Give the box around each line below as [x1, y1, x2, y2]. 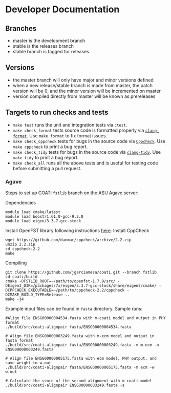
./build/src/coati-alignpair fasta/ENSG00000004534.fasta [5, 324, 132, 329]
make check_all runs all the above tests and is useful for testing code [12, 160, 158, 166]
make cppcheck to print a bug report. [12, 143, 88, 150]
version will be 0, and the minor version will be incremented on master [12, 88, 161, 94]
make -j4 [5, 296, 24, 302]
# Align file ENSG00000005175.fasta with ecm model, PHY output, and [5, 356, 157, 361]
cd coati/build [5, 274, 38, 279]
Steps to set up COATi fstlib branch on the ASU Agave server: [5, 190, 139, 196]
